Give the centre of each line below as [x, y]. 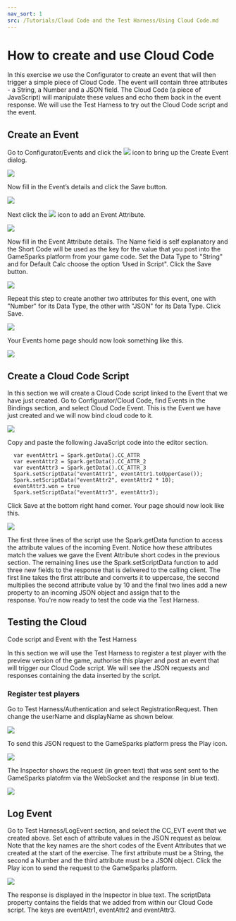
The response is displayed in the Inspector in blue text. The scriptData [109, 895]
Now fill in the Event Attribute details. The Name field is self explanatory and [118, 242]
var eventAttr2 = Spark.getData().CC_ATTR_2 [80, 462]
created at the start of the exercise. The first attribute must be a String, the [116, 852]
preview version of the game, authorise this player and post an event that [113, 660]
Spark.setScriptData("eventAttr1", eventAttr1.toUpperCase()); [108, 474]
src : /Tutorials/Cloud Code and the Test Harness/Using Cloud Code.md [113, 20]
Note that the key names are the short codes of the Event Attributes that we [117, 845]
